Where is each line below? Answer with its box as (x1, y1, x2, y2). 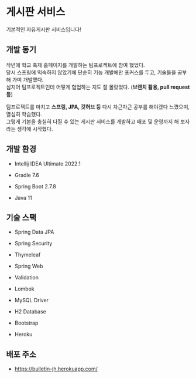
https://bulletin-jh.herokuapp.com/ (14, 365, 98, 373)
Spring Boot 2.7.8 (14, 183, 57, 190)
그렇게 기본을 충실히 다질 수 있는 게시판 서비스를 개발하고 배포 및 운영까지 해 (6, 118, 180, 125)
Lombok (14, 285, 35, 292)
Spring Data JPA (14, 228, 54, 235)
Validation (14, 274, 39, 281)
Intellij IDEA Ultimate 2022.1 (14, 160, 81, 167)
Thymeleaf (14, 251, 41, 258)
